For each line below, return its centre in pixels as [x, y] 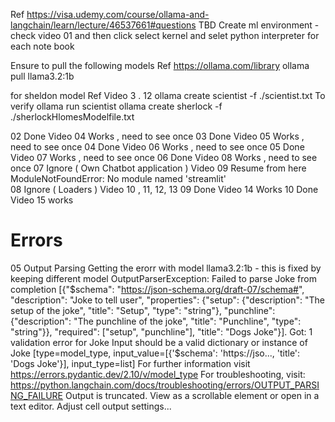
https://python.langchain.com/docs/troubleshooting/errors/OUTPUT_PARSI [165, 385]
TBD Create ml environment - [259, 25]
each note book [42, 46]
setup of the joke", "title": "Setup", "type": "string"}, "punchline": [143, 310]
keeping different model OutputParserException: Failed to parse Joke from [163, 278]
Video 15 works [42, 200]
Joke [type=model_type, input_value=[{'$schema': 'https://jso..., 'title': [155, 353]
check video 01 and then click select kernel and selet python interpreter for [165, 35]
